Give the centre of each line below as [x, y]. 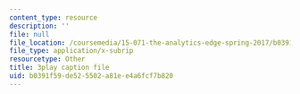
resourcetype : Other [48, 59]
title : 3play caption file [59, 68]
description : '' [39, 26]
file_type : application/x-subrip [71, 51]
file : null [29, 34]
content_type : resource [54, 17]
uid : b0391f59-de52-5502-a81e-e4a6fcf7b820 [92, 76]
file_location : [37, 43]
